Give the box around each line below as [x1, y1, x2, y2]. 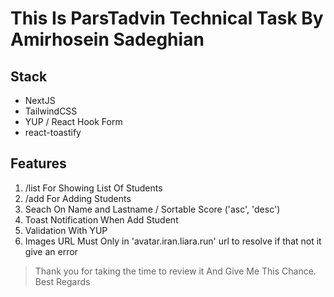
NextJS [24, 95, 56, 106]
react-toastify [24, 127, 82, 138]
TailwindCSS [24, 105, 78, 117]
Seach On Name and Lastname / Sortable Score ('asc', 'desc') [24, 203, 281, 215]
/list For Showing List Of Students [24, 182, 163, 194]
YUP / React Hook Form [24, 116, 123, 127]
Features [10, 155, 67, 172]
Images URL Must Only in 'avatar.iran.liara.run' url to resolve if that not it [24, 235, 322, 247]
